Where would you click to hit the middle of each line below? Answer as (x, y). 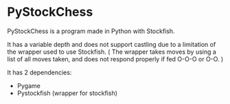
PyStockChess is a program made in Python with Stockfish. (91, 31)
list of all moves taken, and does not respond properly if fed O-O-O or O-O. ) (115, 59)
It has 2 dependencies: (39, 72)
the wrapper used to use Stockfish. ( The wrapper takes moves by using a (112, 52)
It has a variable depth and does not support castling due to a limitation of (112, 44)
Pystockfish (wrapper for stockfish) (67, 93)
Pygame (29, 85)
